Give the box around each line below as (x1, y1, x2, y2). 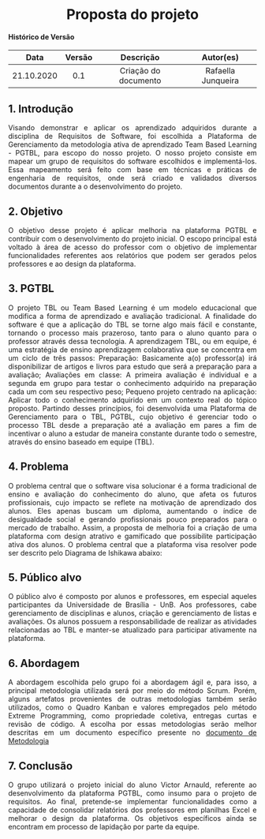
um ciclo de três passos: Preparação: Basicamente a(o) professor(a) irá (8, 353, 257, 362)
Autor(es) (201, 52, 239, 63)
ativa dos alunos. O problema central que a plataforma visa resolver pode (8, 539, 257, 549)
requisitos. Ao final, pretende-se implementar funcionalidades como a (8, 797, 257, 807)
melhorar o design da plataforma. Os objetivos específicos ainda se (8, 814, 257, 823)
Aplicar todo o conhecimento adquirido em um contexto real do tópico (8, 395, 257, 404)
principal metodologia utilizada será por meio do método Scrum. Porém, (8, 686, 257, 695)
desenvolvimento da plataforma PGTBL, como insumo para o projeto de (8, 788, 257, 798)
